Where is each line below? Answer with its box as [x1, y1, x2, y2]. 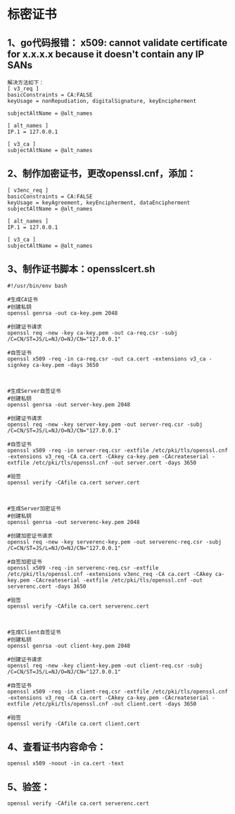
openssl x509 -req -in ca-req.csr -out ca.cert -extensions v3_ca [7, 355, 206, 363]
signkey [7, 361, 30, 368]
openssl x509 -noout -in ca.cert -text [7, 760, 125, 768]
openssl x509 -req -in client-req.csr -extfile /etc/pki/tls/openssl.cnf [7, 688, 229, 695]
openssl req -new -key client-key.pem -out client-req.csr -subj [7, 662, 203, 669]
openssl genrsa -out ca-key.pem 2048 [7, 309, 118, 317]
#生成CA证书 [7, 296, 39, 303]
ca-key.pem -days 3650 [32, 361, 99, 368]
